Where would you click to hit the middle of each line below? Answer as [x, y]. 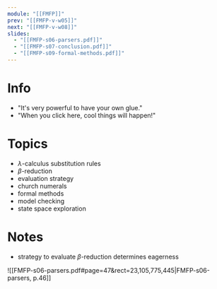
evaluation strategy [46, 178]
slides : [19, 34]
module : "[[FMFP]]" [36, 14]
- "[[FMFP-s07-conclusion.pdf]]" [63, 47]
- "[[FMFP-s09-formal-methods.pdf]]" [69, 54]
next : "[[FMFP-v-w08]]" [42, 27]
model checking [41, 201]
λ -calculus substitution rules [59, 163]
